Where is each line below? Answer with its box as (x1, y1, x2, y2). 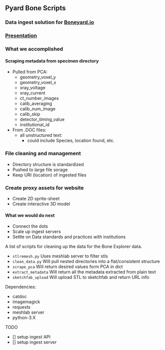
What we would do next (5, 212, 55, 218)
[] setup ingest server (12, 339, 57, 345)
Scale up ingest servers (12, 229, 61, 235)
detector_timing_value (19, 116, 65, 122)
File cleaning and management (5, 150, 81, 157)
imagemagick (12, 299, 40, 305)
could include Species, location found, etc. (27, 138, 115, 144)
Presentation (5, 32, 37, 39)
